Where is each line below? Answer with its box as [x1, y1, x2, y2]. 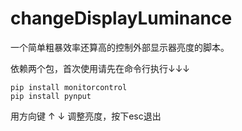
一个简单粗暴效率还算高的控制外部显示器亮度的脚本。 [10, 41, 230, 53]
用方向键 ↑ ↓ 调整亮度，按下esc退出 [10, 110, 162, 122]
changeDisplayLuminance [10, 7, 233, 30]
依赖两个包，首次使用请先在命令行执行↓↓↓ [10, 62, 191, 74]
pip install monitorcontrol [10, 82, 128, 92]
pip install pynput [10, 91, 92, 101]
